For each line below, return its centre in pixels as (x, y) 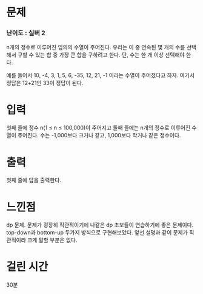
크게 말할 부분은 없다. (52, 240)
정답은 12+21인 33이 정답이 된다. (45, 83)
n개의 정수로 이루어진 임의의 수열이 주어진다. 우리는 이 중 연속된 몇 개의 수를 (96, 47)
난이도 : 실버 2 (26, 33)
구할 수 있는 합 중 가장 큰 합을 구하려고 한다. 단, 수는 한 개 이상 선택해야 (101, 55)
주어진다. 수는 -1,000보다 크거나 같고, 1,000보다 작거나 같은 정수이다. (99, 135)
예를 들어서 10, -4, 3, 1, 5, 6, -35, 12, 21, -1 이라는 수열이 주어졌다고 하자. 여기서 (101, 75)
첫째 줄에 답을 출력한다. (34, 180)
